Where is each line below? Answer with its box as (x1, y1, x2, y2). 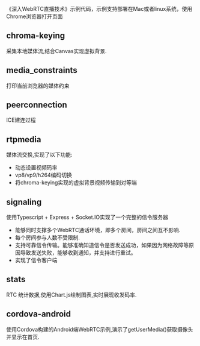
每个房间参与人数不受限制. (14, 234, 80, 241)
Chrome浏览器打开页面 (6, 13, 63, 20)
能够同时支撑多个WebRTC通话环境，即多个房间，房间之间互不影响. (14, 227, 181, 234)
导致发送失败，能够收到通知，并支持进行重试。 (20, 249, 136, 256)
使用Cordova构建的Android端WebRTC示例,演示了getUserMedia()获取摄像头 (6, 326, 193, 333)
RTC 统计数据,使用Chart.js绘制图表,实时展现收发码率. (6, 291, 137, 298)
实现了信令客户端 (14, 257, 58, 264)
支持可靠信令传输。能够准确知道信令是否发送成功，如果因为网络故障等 (14, 242, 189, 249)
